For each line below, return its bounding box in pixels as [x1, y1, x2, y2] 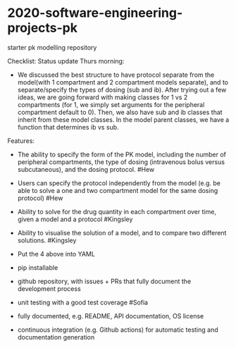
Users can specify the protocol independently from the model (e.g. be [17, 178, 221, 187]
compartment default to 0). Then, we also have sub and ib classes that [17, 108, 223, 116]
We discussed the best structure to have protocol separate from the [17, 70, 215, 79]
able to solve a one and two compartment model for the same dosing [17, 186, 218, 194]
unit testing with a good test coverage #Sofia [17, 298, 149, 306]
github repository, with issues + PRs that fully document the [17, 277, 192, 285]
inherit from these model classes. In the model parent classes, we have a [17, 115, 230, 124]
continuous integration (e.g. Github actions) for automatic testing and [17, 325, 218, 334]
